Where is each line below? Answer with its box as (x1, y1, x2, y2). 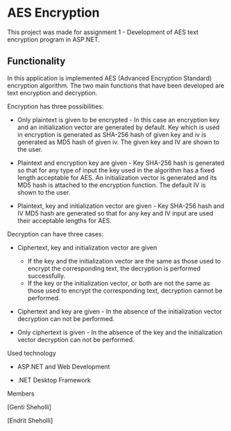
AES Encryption (7, 5, 100, 21)
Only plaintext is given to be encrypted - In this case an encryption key (17, 115, 220, 124)
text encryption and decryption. (7, 88, 98, 97)
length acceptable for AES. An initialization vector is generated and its (17, 173, 217, 181)
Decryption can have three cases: (7, 229, 104, 238)
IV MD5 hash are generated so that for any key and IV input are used (17, 209, 214, 217)
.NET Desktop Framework (17, 375, 92, 384)
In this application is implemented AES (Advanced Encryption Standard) (7, 74, 212, 82)
